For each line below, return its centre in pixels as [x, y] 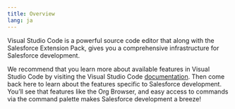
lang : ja [20, 20]
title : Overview [31, 14]
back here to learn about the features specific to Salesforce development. [115, 84]
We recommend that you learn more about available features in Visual [109, 69]
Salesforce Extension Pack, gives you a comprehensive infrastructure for [113, 48]
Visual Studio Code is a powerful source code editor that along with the [111, 40]
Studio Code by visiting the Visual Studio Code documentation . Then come [116, 76]
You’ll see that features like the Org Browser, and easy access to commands [118, 91]
